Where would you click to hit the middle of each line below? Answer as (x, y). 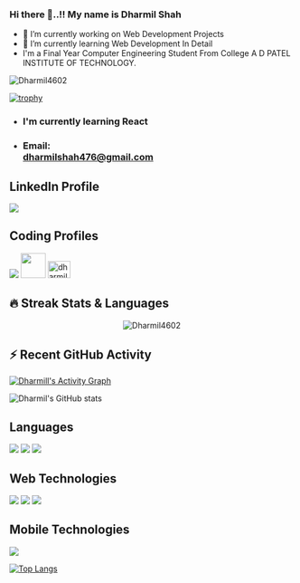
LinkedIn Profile (54, 186)
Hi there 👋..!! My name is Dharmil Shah (96, 14)
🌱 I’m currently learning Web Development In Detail (117, 43)
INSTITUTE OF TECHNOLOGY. (80, 63)
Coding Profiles (54, 236)
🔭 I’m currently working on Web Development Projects (123, 34)
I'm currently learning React (85, 121)
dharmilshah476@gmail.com (88, 158)
